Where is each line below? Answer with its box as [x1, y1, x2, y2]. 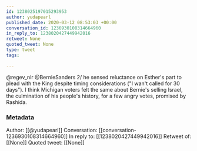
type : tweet [6, 47, 35, 53]
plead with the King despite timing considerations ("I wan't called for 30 [6, 80, 181, 87]
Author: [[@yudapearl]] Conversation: [6, 126, 98, 133]
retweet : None [6, 36, 41, 42]
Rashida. [6, 98, 28, 106]
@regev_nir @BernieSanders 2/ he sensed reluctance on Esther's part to [6, 73, 182, 80]
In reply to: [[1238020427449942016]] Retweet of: [69, 133, 192, 140]
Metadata [6, 113, 34, 121]
